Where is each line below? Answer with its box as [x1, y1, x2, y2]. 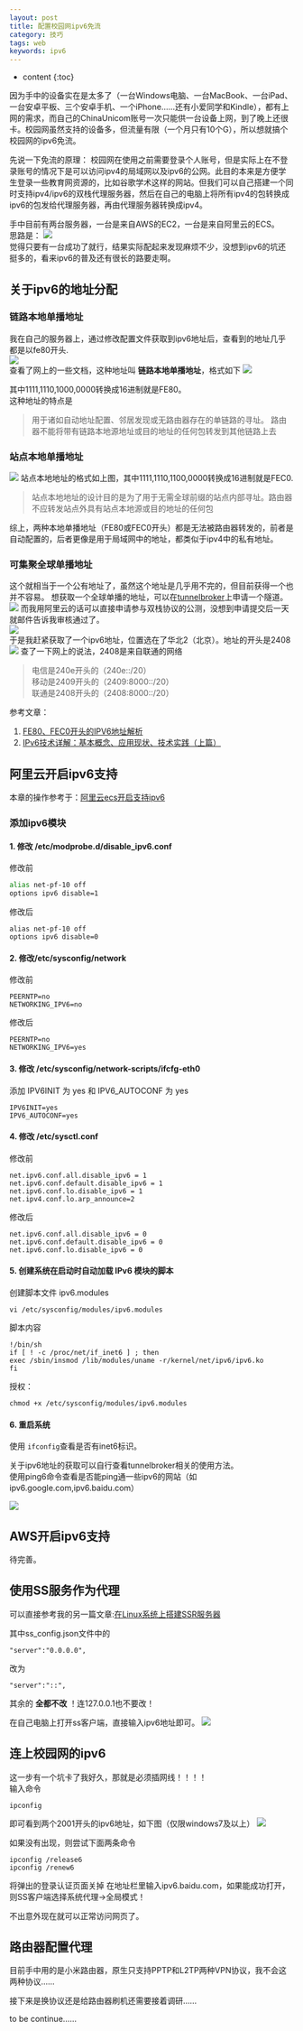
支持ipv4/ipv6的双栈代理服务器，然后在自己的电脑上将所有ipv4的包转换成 [16, 189, 290, 199]
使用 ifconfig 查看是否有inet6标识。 [9, 1441, 142, 1451]
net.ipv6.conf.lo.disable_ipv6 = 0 [9, 1245, 143, 1255]
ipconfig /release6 [9, 1855, 83, 1864]
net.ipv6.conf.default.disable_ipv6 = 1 [9, 1179, 164, 1188]
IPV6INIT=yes [9, 1103, 59, 1112]
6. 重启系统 [9, 1419, 51, 1430]
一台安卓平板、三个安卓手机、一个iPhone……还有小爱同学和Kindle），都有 [9, 101, 282, 113]
